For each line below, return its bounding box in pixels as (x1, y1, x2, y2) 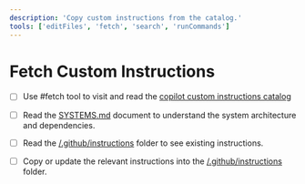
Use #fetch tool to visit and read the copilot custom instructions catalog (22, 91, 291, 102)
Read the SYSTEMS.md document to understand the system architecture (22, 109, 297, 120)
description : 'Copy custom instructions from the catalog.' (9, 13, 243, 23)
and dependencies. (22, 119, 96, 130)
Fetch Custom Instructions (9, 61, 216, 82)
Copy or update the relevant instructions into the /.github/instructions (22, 156, 282, 167)
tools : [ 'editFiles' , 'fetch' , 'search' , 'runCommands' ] (9, 22, 230, 31)
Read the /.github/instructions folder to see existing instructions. (22, 138, 264, 148)
